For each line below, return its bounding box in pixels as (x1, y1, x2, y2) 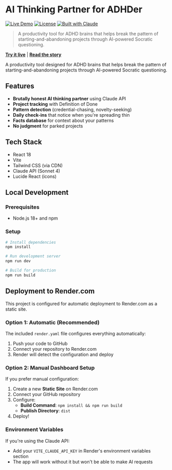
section (12, 453, 29, 459)
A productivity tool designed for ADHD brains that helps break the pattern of (5, 61, 167, 67)
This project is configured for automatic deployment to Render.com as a (5, 300, 158, 306)
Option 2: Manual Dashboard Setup (5, 364, 95, 371)
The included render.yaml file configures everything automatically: (5, 330, 146, 336)
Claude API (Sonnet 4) (12, 168, 61, 174)
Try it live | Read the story (5, 51, 62, 58)
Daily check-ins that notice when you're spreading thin (12, 112, 130, 118)
